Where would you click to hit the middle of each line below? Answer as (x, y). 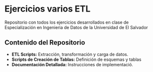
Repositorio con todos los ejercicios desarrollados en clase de (67, 22)
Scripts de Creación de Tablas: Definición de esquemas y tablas (76, 59)
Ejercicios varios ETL (48, 9)
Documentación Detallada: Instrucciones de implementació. (72, 64)
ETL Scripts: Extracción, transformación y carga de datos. (70, 54)
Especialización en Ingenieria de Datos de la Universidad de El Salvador (76, 27)
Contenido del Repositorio (45, 43)
